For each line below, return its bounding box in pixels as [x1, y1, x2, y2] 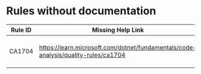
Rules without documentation [6, 4, 157, 18]
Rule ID [11, 26, 32, 34]
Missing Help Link [92, 26, 145, 34]
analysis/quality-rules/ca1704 [38, 51, 126, 59]
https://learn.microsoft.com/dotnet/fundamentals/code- [38, 43, 197, 51]
